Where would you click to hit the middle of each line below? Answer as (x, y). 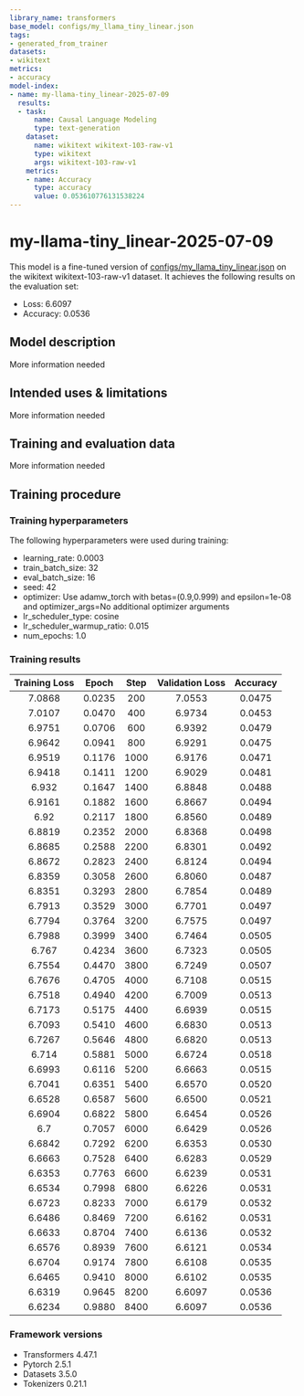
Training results (45, 659)
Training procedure (65, 494)
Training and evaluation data (92, 444)
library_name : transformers (63, 18)
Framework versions (56, 1335)
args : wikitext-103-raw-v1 (85, 162)
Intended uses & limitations (89, 393)
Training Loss (44, 683)
